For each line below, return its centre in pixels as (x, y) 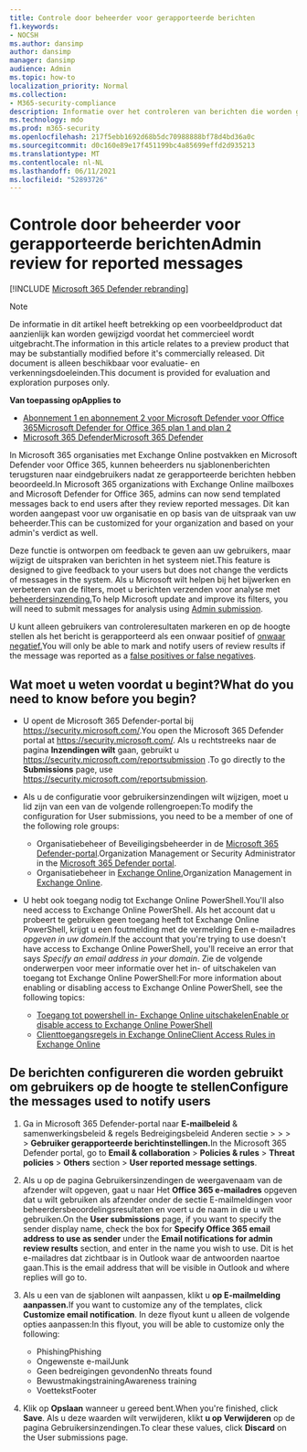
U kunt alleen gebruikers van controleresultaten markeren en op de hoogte (150, 626)
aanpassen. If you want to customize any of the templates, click (143, 1305)
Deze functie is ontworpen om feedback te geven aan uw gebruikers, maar (150, 550)
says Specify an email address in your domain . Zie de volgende (143, 958)
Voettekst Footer (67, 1390)
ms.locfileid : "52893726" (58, 179)
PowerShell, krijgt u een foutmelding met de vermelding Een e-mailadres (159, 929)
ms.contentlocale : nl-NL (57, 162)
